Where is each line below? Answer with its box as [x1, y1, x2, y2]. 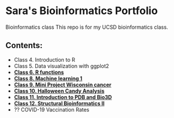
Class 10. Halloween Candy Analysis [13, 87, 105, 95]
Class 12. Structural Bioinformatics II [13, 100, 105, 107]
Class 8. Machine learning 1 [13, 75, 83, 82]
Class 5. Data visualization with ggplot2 [13, 62, 110, 69]
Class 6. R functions [13, 69, 64, 76]
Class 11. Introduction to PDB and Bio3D [13, 93, 112, 100]
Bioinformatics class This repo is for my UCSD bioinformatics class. [5, 23, 168, 31]
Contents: [5, 41, 43, 50]
